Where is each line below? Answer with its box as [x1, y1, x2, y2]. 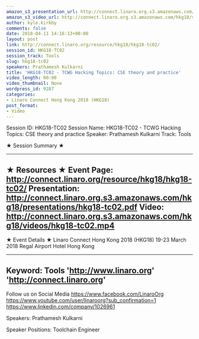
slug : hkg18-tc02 [6, 58, 49, 64]
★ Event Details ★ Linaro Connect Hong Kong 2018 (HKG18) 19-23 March [6, 236, 187, 243]
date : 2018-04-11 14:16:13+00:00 [6, 31, 89, 37]
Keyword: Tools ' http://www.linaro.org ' [6, 265, 155, 275]
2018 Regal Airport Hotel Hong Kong [6, 243, 95, 250]
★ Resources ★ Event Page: [6, 164, 114, 175]
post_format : [6, 102, 38, 109]
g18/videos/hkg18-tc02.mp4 [6, 220, 115, 230]
